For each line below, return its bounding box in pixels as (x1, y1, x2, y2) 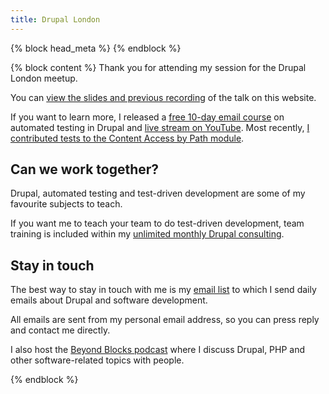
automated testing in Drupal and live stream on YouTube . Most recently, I (10, 121, 310, 133)
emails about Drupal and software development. (10, 294, 208, 306)
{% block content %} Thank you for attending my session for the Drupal (10, 61, 307, 73)
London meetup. (10, 72, 78, 84)
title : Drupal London (10, 14, 101, 25)
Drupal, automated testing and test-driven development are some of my (10, 187, 306, 200)
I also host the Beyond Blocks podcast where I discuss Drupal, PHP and (10, 344, 306, 356)
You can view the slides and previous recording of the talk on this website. (10, 91, 317, 103)
